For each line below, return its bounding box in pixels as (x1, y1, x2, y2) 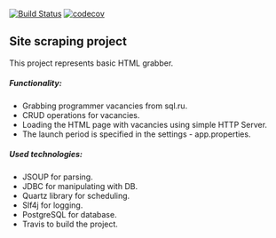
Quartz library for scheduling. (21, 190, 130, 201)
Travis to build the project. (21, 218, 118, 229)
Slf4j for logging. (21, 200, 83, 210)
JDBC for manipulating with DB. (21, 180, 138, 191)
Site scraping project (9, 34, 127, 49)
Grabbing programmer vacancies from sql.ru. (21, 100, 188, 111)
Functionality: (9, 78, 62, 89)
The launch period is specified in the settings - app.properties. (21, 129, 251, 139)
